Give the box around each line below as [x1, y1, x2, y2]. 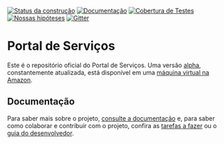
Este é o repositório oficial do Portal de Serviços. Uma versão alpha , [7, 61, 202, 69]
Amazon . [7, 75, 33, 84]
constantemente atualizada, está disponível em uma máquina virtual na [7, 68, 209, 76]
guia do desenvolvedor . [7, 129, 74, 137]
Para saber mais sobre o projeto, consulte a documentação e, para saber [7, 114, 216, 123]
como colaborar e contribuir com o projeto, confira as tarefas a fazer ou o [7, 121, 217, 129]
